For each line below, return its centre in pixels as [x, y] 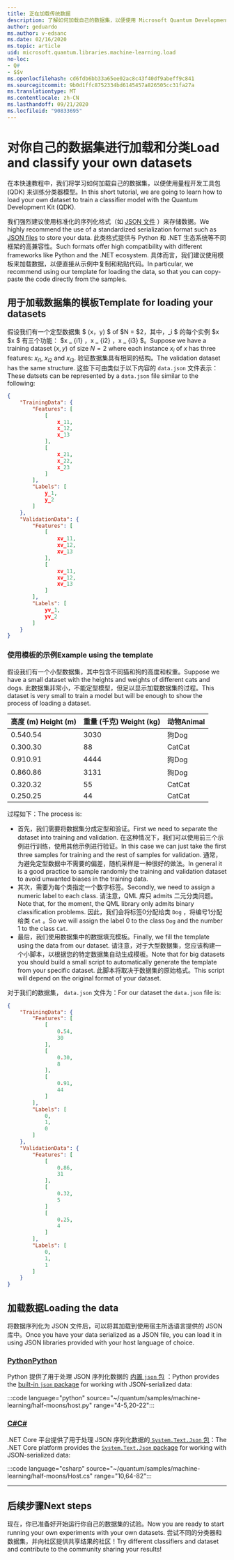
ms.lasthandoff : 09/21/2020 [48, 105]
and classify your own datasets [100, 163]
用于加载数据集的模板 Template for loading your [110, 303]
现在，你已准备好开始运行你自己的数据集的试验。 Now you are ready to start [116, 1524]
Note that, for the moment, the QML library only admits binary [106, 903]
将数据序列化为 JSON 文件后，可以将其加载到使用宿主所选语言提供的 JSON [115, 1326]
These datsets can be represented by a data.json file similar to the [103, 376]
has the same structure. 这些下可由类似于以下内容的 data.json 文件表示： [112, 368]
